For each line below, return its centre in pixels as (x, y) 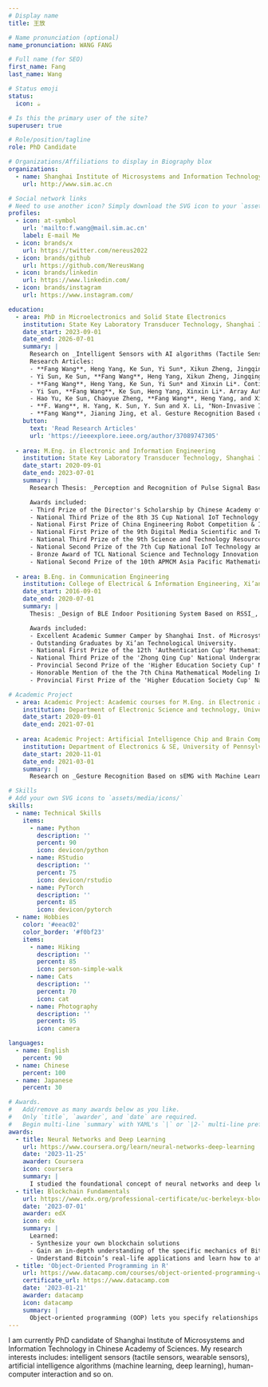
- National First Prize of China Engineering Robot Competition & (142, 524)
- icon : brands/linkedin (57, 273)
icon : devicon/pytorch (75, 910)
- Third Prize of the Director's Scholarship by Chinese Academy (140, 510)
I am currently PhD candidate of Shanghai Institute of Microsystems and (126, 1341)
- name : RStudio (56, 858)
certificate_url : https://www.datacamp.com (96, 1281)
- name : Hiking (55, 947)
